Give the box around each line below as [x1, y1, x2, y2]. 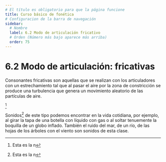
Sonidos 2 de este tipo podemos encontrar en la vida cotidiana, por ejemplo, [5, 111, 159, 118]
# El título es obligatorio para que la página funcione [5, 7, 125, 12]
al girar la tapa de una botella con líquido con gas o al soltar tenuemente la [5, 117, 157, 123]
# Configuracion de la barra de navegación [5, 16, 96, 21]
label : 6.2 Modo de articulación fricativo [9, 30, 100, 35]
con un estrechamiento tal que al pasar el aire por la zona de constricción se [5, 82, 161, 88]
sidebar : [5, 21, 23, 26]
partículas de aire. [5, 93, 42, 99]
